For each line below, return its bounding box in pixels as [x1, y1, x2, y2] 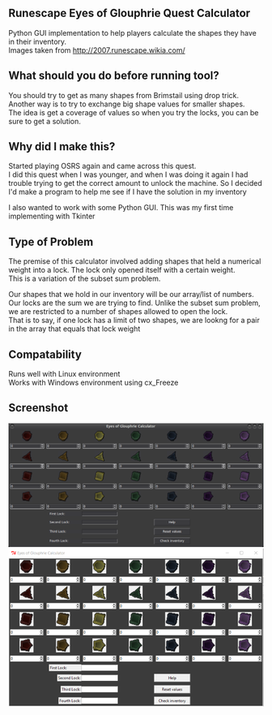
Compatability [8, 347, 83, 361]
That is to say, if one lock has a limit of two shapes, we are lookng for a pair [8, 316, 261, 325]
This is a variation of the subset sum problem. [8, 274, 161, 283]
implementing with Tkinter [8, 211, 96, 222]
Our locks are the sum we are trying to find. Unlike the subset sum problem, [8, 298, 261, 308]
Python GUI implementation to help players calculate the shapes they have [8, 28, 257, 37]
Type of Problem [8, 235, 94, 248]
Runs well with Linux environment [8, 369, 121, 379]
